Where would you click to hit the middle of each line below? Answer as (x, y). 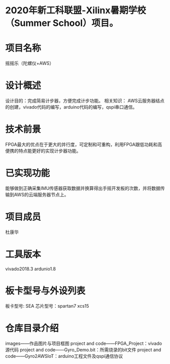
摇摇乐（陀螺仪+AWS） (30, 63)
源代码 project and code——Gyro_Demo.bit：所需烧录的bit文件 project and (83, 350)
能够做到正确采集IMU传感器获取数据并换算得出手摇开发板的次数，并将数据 (83, 188)
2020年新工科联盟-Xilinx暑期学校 (76, 10)
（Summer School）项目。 (62, 23)
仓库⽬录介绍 (32, 328)
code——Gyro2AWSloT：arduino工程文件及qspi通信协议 (64, 356)
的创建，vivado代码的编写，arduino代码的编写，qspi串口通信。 (71, 107)
